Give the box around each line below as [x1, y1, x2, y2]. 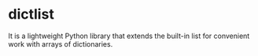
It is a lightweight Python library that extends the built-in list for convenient [8, 31, 250, 40]
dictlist [8, 5, 55, 23]
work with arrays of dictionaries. [8, 39, 113, 48]
